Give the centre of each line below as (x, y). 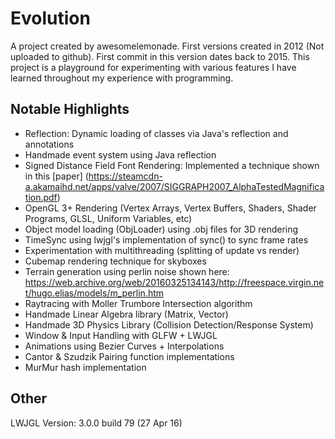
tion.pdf (41, 197)
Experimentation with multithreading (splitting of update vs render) (162, 250)
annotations (49, 144)
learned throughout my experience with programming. (122, 78)
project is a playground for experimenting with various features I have (153, 67)
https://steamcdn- (125, 176)
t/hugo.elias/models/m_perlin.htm (94, 293)
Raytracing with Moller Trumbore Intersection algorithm (138, 303)
